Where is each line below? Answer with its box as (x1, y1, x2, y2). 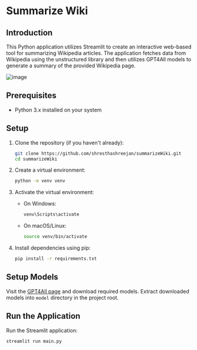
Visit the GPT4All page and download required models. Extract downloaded (6, 287, 190, 295)
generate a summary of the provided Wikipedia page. (6, 62, 136, 69)
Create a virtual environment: (14, 166, 86, 174)
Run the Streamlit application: (6, 326, 78, 334)
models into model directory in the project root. (6, 294, 119, 301)
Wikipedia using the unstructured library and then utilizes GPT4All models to (6, 56, 192, 63)
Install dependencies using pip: (14, 244, 91, 251)
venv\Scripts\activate (23, 211, 80, 218)
